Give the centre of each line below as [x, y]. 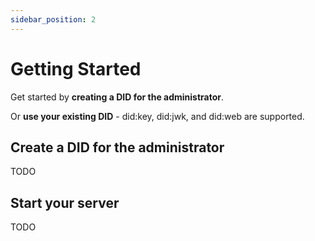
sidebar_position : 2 [53, 19]
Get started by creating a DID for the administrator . [117, 97]
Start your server [65, 202]
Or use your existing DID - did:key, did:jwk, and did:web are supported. [157, 116]
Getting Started [76, 68]
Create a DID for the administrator [117, 147]
